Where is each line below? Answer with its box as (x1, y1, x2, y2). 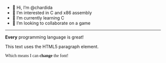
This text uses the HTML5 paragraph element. (5, 44, 99, 49)
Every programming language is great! (5, 34, 84, 40)
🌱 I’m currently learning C (12, 15, 65, 21)
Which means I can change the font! (5, 53, 69, 58)
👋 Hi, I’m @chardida (12, 5, 53, 10)
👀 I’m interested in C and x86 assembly (12, 10, 92, 16)
